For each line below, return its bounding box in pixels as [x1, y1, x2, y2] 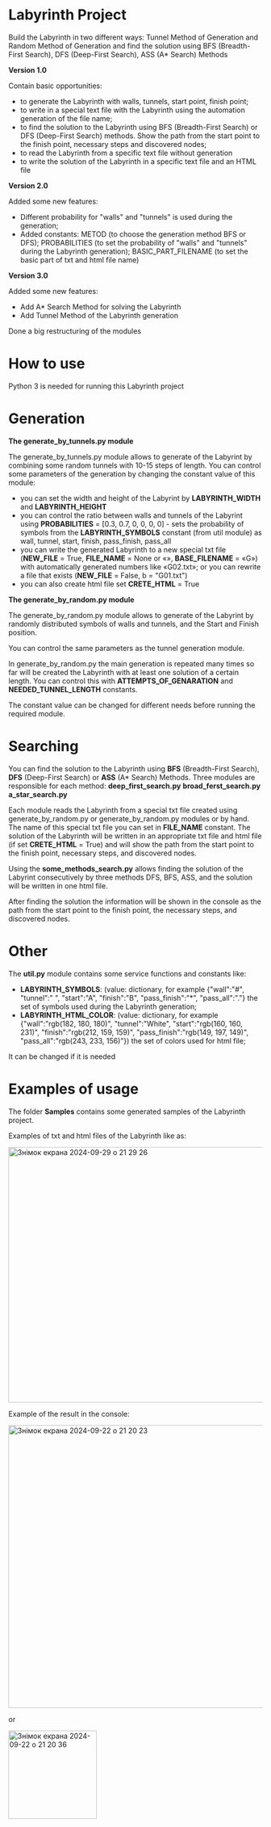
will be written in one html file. [8, 880, 108, 890]
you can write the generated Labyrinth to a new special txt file [19, 544, 227, 554]
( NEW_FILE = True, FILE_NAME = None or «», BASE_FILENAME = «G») [19, 553, 258, 563]
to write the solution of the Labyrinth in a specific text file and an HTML [19, 156, 256, 166]
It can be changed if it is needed [8, 1052, 116, 1061]
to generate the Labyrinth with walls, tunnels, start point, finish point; [19, 96, 248, 106]
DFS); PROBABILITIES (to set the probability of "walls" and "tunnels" [19, 237, 248, 247]
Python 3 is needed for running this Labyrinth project [8, 381, 184, 391]
